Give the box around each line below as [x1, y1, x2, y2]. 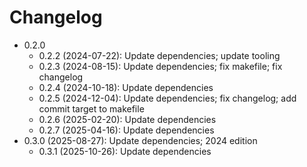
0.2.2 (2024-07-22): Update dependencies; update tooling [38, 49, 281, 61]
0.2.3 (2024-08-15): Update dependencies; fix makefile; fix [38, 60, 283, 72]
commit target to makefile [38, 102, 145, 115]
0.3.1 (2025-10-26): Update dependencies [38, 145, 212, 157]
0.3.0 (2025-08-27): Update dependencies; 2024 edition [23, 134, 258, 146]
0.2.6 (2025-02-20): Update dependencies [38, 113, 217, 125]
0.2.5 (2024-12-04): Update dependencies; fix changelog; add [38, 92, 297, 104]
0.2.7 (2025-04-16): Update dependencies [38, 124, 215, 136]
